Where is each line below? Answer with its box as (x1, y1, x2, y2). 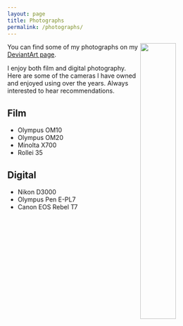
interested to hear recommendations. (7, 86, 115, 95)
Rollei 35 (17, 149, 44, 157)
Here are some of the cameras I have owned (7, 71, 137, 80)
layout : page (7, 10, 46, 18)
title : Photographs (7, 17, 65, 24)
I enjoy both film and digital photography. (7, 64, 127, 73)
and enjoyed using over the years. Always (7, 79, 129, 88)
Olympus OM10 (17, 126, 63, 134)
